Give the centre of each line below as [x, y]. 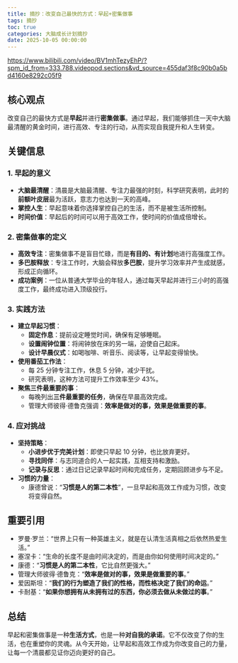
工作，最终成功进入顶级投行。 [67, 289]
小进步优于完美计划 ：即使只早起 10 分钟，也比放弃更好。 [110, 452]
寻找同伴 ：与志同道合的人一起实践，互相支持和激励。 [106, 460]
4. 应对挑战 [26, 426]
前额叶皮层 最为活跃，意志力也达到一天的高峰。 [86, 199]
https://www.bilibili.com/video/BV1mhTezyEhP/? [77, 60]
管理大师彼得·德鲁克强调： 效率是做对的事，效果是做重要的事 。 [119, 406]
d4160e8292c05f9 [35, 76]
